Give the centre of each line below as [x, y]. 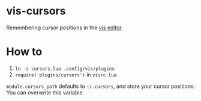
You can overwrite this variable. [45, 92]
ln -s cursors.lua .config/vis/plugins [65, 69]
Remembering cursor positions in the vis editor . [64, 27]
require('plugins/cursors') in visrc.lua [66, 74]
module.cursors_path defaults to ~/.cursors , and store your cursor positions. [101, 86]
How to [24, 52]
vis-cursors [36, 11]
